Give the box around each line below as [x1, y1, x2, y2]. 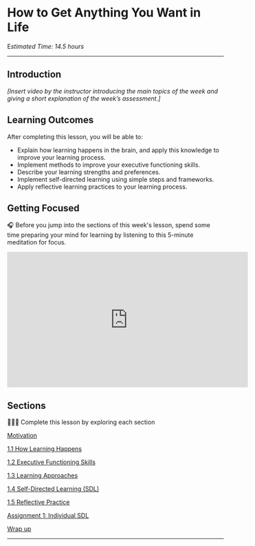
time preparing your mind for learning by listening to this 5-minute [7, 231, 194, 239]
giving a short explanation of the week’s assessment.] [7, 94, 161, 103]
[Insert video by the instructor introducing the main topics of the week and [7, 87, 219, 95]
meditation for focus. [7, 238, 67, 246]
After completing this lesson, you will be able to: [7, 132, 143, 140]
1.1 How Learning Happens [7, 445, 82, 453]
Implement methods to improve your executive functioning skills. [16, 160, 201, 169]
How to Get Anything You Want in [7, 5, 201, 21]
